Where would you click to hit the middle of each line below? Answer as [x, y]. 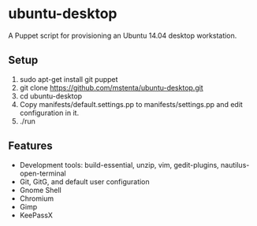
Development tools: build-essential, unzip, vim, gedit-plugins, [119, 165]
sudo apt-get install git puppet [69, 79]
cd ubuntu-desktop [51, 96]
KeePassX [36, 215]
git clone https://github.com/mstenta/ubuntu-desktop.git [111, 87]
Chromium [36, 198]
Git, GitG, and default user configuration [84, 181]
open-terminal [43, 173]
